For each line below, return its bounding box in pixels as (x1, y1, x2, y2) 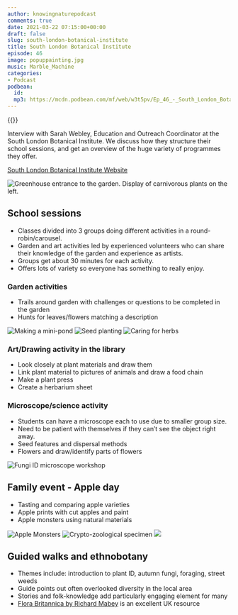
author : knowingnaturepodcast (7, 10, 97, 18)
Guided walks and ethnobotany (7, 550, 149, 563)
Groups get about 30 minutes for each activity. (17, 256, 154, 265)
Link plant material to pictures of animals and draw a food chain (17, 368, 203, 377)
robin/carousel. (17, 233, 62, 242)
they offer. (7, 152, 38, 160)
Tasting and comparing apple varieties (17, 500, 130, 509)
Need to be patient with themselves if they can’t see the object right (17, 424, 216, 433)
